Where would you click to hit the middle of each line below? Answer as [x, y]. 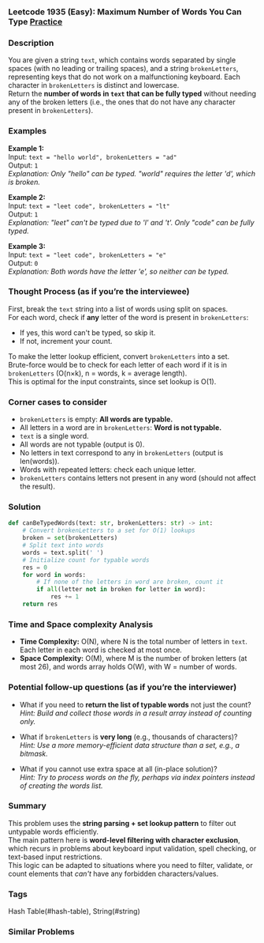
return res [40, 604]
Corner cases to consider [58, 402]
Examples [28, 131]
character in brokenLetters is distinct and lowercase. [94, 85]
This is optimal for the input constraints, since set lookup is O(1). [112, 381]
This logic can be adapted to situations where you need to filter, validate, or [131, 865]
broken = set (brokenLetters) [70, 538]
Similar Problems [41, 932]
